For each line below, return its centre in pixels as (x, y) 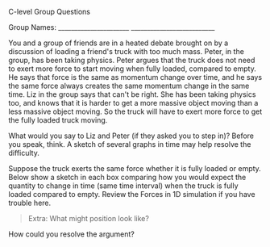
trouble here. (30, 203)
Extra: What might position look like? (88, 218)
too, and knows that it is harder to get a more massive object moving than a (133, 103)
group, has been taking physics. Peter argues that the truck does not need (132, 60)
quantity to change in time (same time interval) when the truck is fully (124, 186)
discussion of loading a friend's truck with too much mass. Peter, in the (126, 51)
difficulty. (24, 153)
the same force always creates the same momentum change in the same (129, 86)
